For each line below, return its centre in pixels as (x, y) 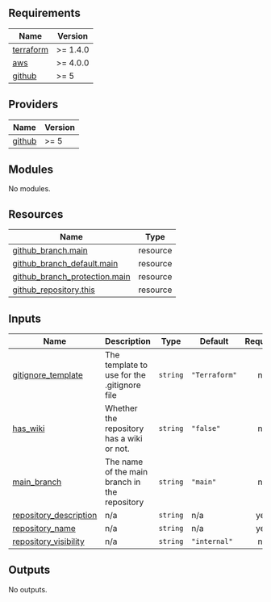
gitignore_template (48, 375)
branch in (123, 482)
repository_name (44, 529)
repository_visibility (48, 541)
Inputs (25, 318)
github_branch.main (50, 251)
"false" (206, 429)
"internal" (212, 541)
